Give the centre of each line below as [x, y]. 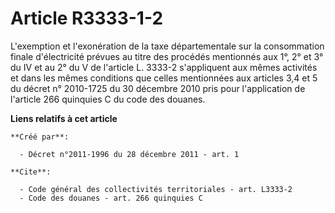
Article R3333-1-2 [87, 18]
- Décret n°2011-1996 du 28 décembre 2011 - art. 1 [129, 154]
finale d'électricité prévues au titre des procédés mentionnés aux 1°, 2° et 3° [167, 56]
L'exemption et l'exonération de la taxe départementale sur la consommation [167, 46]
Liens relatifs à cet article [64, 118]
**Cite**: [31, 172]
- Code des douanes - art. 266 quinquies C [111, 198]
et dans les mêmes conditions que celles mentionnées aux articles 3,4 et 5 [164, 78]
